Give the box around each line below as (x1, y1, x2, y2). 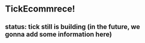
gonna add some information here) (5, 30, 113, 38)
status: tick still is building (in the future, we (5, 23, 141, 31)
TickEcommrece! (5, 3, 75, 14)
